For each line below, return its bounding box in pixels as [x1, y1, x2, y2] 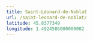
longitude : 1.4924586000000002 [6, 25, 85, 32]
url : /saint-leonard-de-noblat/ [6, 14, 87, 20]
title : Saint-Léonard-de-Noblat [6, 8, 87, 15]
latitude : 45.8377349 [6, 20, 61, 26]
